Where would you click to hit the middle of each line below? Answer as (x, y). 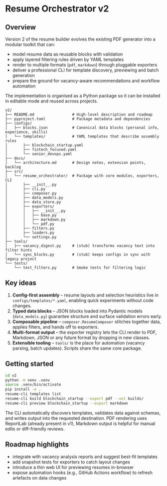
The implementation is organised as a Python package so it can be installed (83, 96)
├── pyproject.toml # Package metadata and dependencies (78, 119)
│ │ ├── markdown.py (35, 219)
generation (23, 75)
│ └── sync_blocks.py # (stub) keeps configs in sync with (78, 254)
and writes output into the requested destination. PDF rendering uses (76, 418)
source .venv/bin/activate (33, 385)
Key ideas (21, 283)
